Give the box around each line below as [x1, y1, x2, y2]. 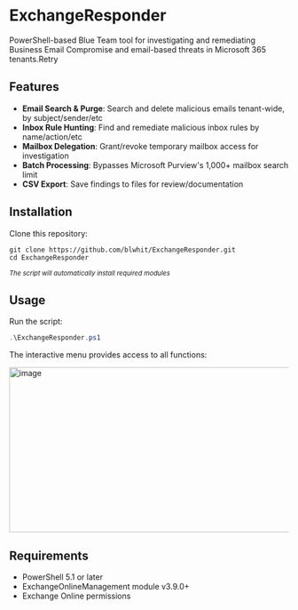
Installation [9, 205, 73, 220]
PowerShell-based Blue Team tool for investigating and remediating [9, 35, 255, 45]
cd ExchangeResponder [9, 253, 90, 262]
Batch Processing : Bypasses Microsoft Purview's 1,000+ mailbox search [21, 159, 289, 170]
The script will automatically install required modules [9, 269, 170, 277]
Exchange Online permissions [21, 590, 131, 601]
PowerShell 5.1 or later [21, 572, 104, 582]
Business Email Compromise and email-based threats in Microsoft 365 [9, 44, 266, 54]
